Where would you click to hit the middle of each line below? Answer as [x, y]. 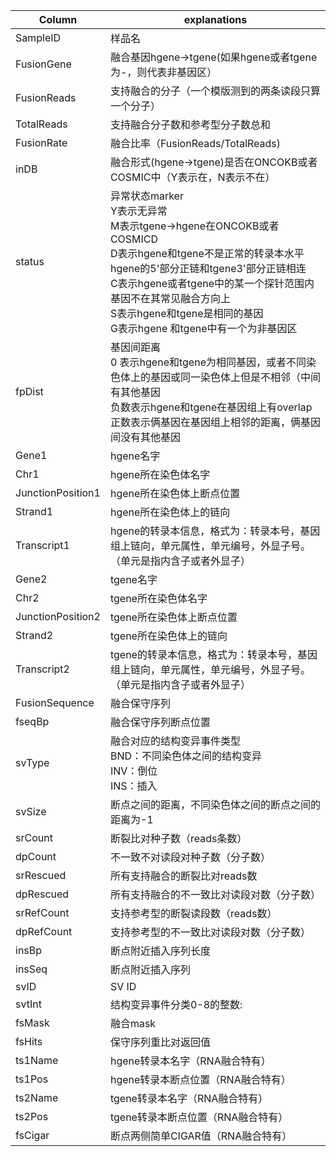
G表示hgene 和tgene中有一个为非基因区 [203, 328]
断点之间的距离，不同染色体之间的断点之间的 [215, 804]
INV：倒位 [133, 771]
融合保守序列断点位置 [160, 722]
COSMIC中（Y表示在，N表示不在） [192, 177]
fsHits [29, 1041]
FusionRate [41, 142]
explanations [215, 19]
